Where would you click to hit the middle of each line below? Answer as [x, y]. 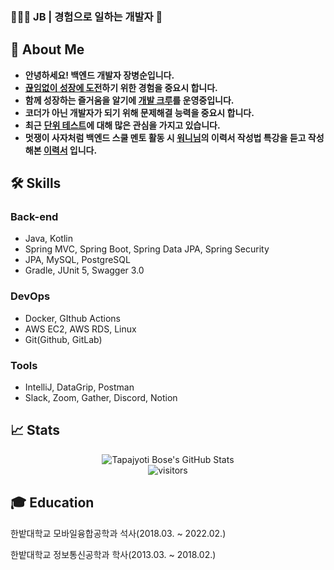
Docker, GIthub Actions [72, 318]
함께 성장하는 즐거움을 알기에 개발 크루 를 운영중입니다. [129, 100]
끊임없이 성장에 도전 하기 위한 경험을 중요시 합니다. [121, 87]
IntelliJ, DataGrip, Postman [79, 387]
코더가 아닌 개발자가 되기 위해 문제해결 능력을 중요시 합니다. [139, 112]
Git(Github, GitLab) [63, 339]
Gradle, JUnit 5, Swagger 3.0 [84, 270]
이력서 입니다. [70, 150]
